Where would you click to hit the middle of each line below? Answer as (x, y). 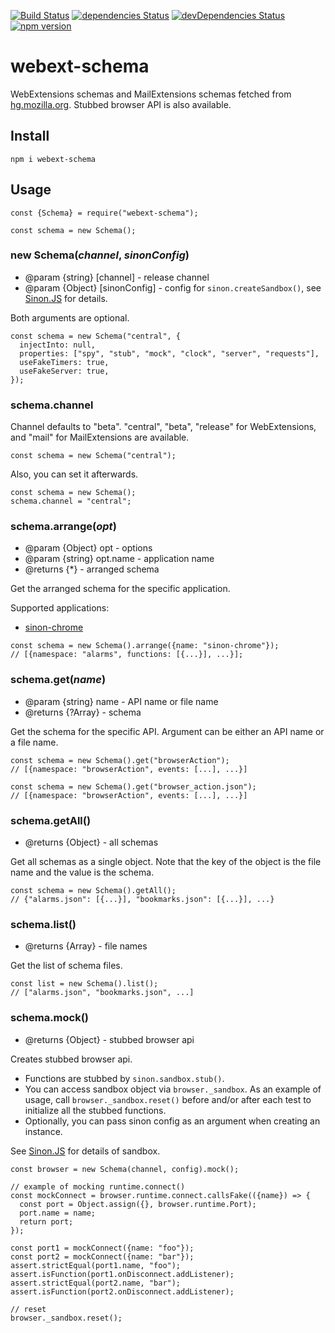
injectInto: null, (58, 345)
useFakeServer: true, (64, 371)
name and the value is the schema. (82, 872)
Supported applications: (60, 608)
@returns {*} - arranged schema (92, 569)
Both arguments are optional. (70, 317)
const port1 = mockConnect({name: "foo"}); (102, 1248)
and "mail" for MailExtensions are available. (100, 437)
